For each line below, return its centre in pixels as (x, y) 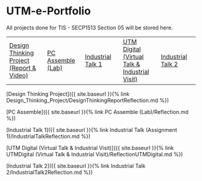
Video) (19, 75)
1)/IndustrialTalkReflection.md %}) (48, 136)
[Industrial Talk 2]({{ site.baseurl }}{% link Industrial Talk (76, 165)
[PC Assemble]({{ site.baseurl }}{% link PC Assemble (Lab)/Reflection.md (97, 111)
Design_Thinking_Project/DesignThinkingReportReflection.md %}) (88, 100)
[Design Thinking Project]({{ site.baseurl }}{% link (68, 93)
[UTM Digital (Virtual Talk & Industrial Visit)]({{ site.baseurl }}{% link (90, 147)
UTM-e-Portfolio (49, 11)
